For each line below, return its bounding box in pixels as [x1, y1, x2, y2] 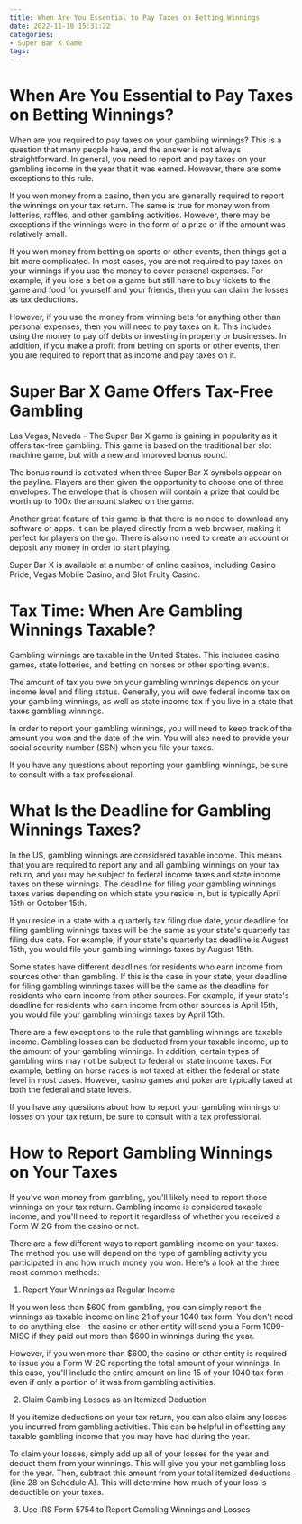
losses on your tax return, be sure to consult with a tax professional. [9, 1111, 262, 1122]
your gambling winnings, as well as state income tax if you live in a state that [9, 695, 294, 706]
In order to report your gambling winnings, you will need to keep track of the [9, 722, 293, 733]
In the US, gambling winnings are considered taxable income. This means [9, 849, 282, 860]
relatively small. [9, 229, 68, 240]
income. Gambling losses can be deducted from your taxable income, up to [9, 1036, 289, 1047]
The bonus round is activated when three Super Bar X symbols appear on [9, 467, 282, 478]
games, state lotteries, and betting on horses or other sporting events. [9, 659, 270, 670]
